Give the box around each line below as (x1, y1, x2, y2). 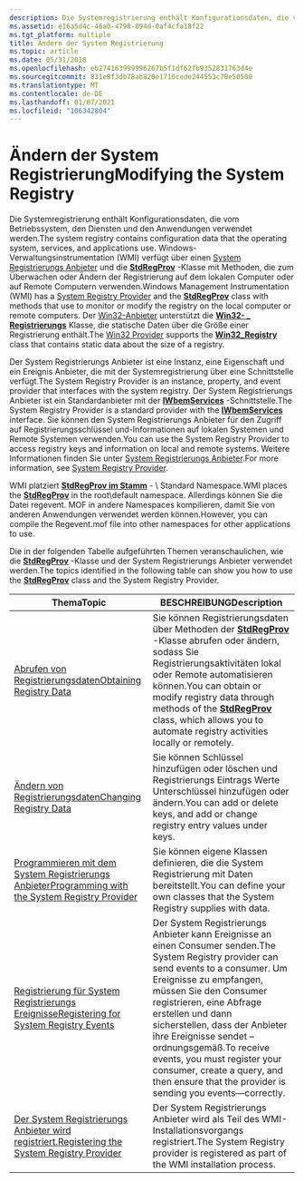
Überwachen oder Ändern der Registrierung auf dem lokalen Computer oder (9, 271, 294, 282)
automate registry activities (152, 725, 269, 738)
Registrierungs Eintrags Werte (152, 774, 280, 786)
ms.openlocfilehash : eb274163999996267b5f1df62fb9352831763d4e (9, 64, 253, 73)
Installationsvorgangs (152, 1124, 244, 1137)
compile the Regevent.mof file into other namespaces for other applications (9, 519, 291, 530)
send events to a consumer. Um (152, 962, 288, 975)
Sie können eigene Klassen (152, 845, 268, 858)
